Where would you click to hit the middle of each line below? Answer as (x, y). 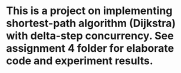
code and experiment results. (80, 61)
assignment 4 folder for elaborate (90, 49)
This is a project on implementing (89, 11)
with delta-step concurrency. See (90, 36)
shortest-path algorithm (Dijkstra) (91, 23)
